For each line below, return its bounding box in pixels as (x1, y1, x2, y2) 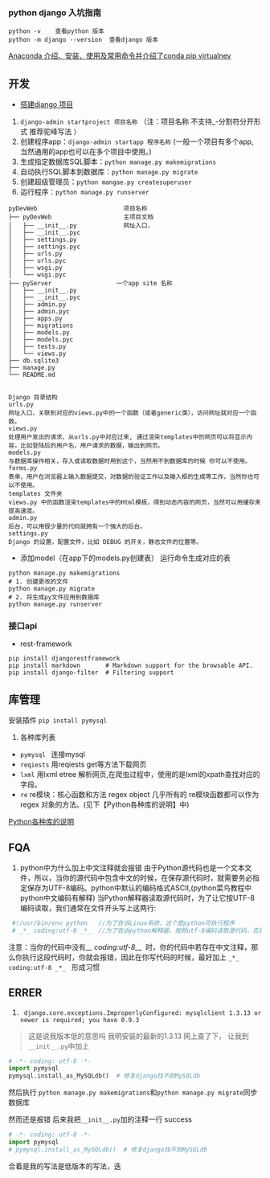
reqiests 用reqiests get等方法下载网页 (19, 759, 147, 769)
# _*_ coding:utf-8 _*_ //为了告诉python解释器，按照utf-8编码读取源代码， (11, 926, 253, 935)
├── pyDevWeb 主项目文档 (8, 213, 154, 222)
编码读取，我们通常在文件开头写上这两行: (19, 903, 157, 913)
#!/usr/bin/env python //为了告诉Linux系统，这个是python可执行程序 (11, 919, 235, 927)
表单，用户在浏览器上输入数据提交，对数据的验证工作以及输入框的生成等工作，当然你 (8, 472, 247, 481)
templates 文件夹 (8, 490, 63, 498)
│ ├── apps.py (8, 315, 63, 323)
